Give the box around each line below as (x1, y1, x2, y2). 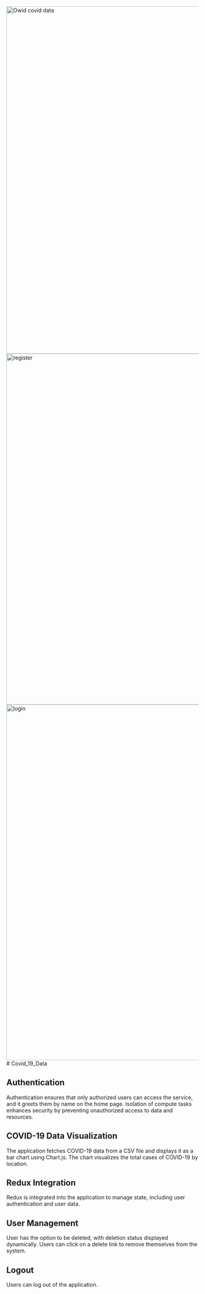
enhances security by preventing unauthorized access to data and (6, 1107, 173, 1114)
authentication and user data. (6, 1200, 81, 1207)
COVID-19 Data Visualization (6, 1131, 118, 1141)
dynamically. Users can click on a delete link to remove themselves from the (6, 1241, 198, 1248)
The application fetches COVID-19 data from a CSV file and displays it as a (6, 1147, 193, 1154)
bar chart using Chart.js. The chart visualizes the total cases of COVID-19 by (6, 1153, 198, 1161)
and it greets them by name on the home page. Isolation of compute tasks (6, 1100, 192, 1107)
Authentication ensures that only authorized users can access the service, (6, 1093, 193, 1101)
